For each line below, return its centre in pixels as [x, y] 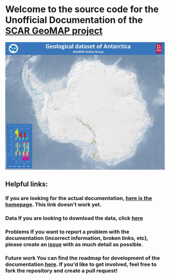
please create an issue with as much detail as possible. [74, 245]
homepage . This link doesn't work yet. [54, 205]
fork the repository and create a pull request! [61, 271]
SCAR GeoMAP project [54, 31]
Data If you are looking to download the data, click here [74, 218]
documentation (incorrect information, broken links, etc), [77, 238]
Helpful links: [27, 184]
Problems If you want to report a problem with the [67, 232]
